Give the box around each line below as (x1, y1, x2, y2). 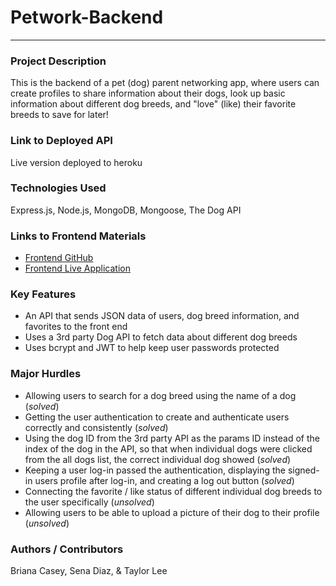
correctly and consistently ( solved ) (24, 421, 169, 433)
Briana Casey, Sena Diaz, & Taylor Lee (10, 565, 168, 577)
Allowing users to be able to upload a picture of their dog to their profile (24, 506, 320, 518)
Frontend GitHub (24, 252, 94, 264)
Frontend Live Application (24, 262, 131, 275)
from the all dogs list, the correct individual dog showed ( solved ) (24, 453, 292, 465)
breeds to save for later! (10, 109, 109, 121)
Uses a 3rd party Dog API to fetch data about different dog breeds (24, 331, 298, 343)
